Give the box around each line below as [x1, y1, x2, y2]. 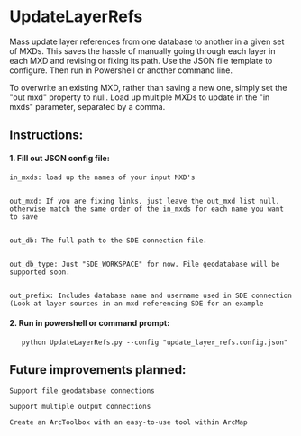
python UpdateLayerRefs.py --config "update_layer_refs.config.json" [21, 338, 288, 347]
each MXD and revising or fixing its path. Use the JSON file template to [9, 55, 273, 66]
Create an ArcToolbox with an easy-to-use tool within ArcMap [9, 417, 248, 427]
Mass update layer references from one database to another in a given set [9, 36, 285, 47]
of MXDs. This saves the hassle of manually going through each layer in [9, 45, 276, 56]
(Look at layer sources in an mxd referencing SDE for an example [9, 299, 264, 308]
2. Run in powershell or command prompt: [9, 318, 170, 329]
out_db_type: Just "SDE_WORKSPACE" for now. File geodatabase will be [9, 259, 280, 268]
